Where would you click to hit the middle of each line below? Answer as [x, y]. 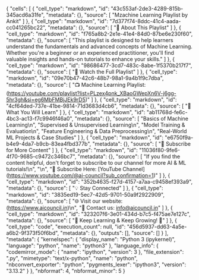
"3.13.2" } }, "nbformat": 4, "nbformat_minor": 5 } [66, 271]
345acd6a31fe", [26, 15]
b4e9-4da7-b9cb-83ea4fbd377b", [49, 144]
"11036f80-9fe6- [159, 150]
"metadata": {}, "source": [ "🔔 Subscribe [142, 144]
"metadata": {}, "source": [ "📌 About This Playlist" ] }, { [114, 27]
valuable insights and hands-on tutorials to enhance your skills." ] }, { [91, 59]
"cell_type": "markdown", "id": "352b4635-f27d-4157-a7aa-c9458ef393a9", [99, 182]
